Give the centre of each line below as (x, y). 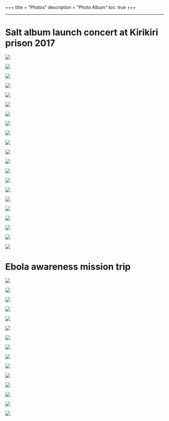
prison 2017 (30, 43)
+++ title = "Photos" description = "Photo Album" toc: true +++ (71, 7)
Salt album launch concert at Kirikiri (82, 33)
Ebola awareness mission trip (68, 267)
